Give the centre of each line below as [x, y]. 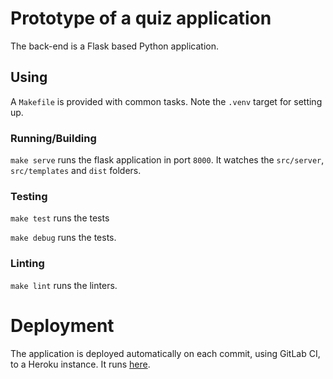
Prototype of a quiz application [141, 18]
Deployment [62, 325]
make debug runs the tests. [63, 238]
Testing [29, 196]
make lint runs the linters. [64, 285]
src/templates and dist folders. [76, 171]
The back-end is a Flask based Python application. [115, 46]
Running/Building [53, 138]
